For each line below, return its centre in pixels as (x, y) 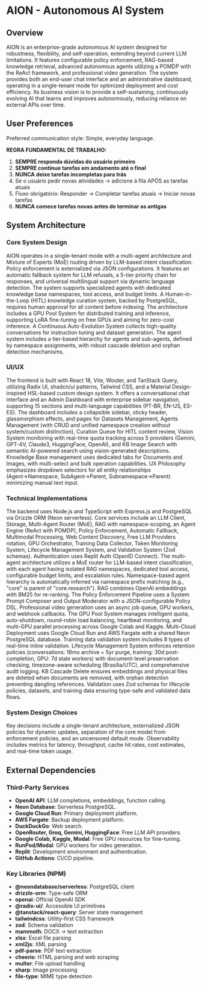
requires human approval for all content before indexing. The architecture (97, 307)
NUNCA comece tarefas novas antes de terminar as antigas (91, 206)
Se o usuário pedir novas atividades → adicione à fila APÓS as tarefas (101, 181)
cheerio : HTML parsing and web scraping (67, 957)
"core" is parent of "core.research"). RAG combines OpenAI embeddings (96, 588)
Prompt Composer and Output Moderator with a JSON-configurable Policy (98, 601)
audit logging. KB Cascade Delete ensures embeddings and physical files (97, 672)
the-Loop (18, 300)
